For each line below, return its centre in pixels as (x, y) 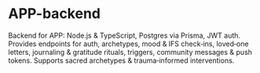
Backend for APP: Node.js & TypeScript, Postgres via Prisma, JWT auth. (125, 35)
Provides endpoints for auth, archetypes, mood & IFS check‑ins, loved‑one (128, 43)
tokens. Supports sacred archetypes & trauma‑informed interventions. (121, 60)
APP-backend (54, 14)
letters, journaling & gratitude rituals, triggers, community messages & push (130, 52)
